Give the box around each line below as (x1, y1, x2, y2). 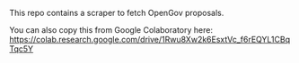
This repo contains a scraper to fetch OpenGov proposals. (9, 8, 224, 18)
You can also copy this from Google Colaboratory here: (9, 25, 214, 35)
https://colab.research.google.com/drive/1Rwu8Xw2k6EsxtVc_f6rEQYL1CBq (9, 35, 290, 44)
